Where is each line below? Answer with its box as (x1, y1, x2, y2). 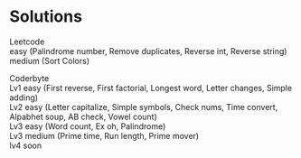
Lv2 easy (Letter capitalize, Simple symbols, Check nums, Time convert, (9, 101, 278, 112)
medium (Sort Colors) (9, 55, 90, 66)
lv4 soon (9, 140, 42, 151)
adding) (9, 92, 39, 103)
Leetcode (9, 36, 45, 47)
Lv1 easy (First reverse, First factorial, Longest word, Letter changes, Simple (9, 82, 292, 93)
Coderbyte (9, 72, 50, 83)
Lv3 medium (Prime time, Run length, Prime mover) (9, 130, 200, 141)
